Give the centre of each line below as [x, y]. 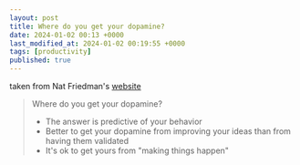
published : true [40, 60]
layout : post [34, 18]
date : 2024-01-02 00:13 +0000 [67, 35]
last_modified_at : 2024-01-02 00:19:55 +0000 [97, 43]
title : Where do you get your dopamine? [88, 26]
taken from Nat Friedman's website [75, 86]
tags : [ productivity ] [51, 52]
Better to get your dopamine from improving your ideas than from [168, 131]
